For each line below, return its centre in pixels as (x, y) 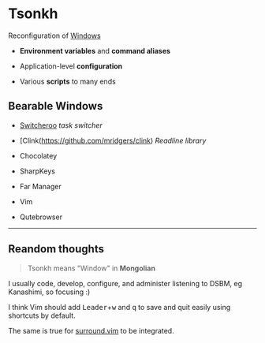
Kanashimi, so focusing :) (49, 292)
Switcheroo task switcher (61, 125)
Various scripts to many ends (67, 81)
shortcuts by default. (42, 315)
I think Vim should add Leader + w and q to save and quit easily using (119, 307)
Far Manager (40, 186)
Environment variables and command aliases (95, 50)
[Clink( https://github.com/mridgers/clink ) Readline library (113, 140)
